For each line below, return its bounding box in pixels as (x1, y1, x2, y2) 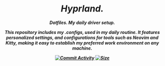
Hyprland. (60, 3, 104, 14)
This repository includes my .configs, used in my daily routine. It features (4, 29, 160, 35)
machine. (72, 45, 92, 51)
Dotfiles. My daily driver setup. (49, 19, 115, 25)
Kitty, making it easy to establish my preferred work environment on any (5, 39, 160, 45)
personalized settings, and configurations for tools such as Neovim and (5, 34, 159, 40)
